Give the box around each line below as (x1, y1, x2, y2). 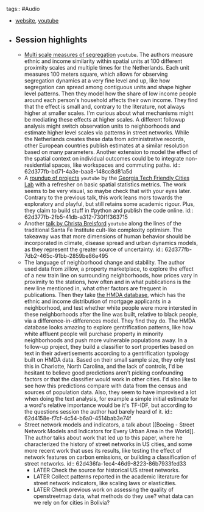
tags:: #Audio (6, 5, 40, 12)
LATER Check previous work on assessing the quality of (33, 486, 174, 493)
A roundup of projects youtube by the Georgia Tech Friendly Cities (24, 174, 190, 181)
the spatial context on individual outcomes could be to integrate (24, 155, 185, 162)
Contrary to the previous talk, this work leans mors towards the (24, 194, 183, 201)
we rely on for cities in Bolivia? (33, 499, 110, 506)
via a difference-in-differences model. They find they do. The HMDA (24, 317, 196, 324)
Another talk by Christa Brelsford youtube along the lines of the (24, 219, 181, 227)
